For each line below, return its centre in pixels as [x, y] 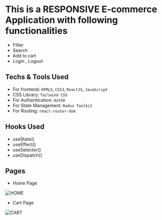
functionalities [36, 31]
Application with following [62, 20]
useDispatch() [27, 155]
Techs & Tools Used [37, 77]
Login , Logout [28, 61]
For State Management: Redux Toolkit [52, 105]
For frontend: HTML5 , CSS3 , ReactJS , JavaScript [60, 89]
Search [20, 50]
